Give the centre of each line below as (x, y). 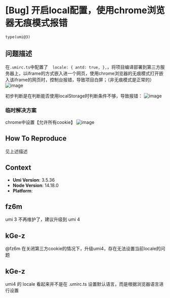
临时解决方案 (21, 110)
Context (18, 168)
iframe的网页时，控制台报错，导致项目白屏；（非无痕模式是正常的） (84, 80)
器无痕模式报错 (37, 23)
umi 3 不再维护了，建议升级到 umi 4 (43, 219)
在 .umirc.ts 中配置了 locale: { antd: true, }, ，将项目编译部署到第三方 (83, 67)
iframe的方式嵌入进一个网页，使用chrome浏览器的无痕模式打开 (93, 73)
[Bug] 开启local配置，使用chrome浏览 (85, 10)
